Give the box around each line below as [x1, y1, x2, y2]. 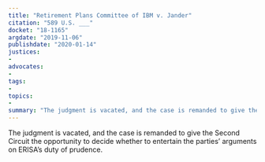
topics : [8, 92, 34, 100]
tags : [8, 77, 26, 85]
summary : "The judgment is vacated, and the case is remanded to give [8, 107, 245, 115]
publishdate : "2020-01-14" [8, 41, 97, 49]
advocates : [8, 63, 44, 71]
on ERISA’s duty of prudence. [8, 145, 103, 154]
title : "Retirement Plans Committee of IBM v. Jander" [8, 11, 192, 20]
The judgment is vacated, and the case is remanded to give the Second [8, 128, 241, 138]
